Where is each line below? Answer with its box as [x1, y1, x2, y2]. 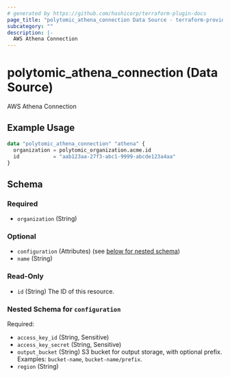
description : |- [7, 29, 53, 36]
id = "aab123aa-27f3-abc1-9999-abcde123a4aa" [13, 153, 176, 160]
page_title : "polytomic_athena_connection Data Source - [7, 16, 173, 23]
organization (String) [16, 215, 77, 223]
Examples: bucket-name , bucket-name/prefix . [16, 354, 142, 363]
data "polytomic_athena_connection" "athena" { [7, 140, 146, 147]
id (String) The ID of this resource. [16, 287, 115, 295]
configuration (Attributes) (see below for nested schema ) [16, 247, 180, 256]
